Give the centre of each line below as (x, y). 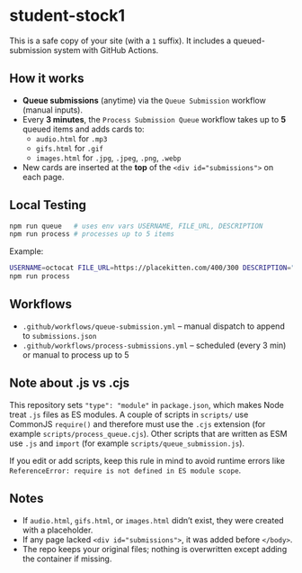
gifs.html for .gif (69, 148)
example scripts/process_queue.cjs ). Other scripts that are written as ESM (148, 433)
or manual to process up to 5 (75, 355)
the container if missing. (67, 559)
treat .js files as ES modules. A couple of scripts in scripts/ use (129, 414)
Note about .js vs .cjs (70, 383)
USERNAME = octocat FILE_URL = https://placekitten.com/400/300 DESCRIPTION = (151, 268)
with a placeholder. (58, 530)
